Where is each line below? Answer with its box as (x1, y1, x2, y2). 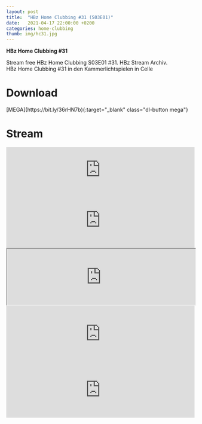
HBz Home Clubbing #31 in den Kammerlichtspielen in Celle (6, 65, 154, 72)
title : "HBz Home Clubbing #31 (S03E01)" (6, 14, 114, 20)
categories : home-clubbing (6, 25, 74, 32)
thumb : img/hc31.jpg (6, 31, 58, 37)
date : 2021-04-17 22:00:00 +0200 (6, 20, 95, 26)
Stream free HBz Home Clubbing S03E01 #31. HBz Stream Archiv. (6, 59, 168, 66)
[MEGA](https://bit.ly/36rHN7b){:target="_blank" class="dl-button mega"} (6, 106, 188, 114)
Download (6, 86, 58, 100)
